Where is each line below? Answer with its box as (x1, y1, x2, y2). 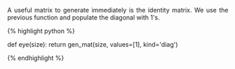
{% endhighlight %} (7, 54, 65, 62)
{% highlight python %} (7, 27, 75, 35)
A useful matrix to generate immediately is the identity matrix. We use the (7, 6, 229, 14)
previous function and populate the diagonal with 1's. (7, 13, 160, 22)
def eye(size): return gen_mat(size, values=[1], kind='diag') (7, 40, 178, 48)
